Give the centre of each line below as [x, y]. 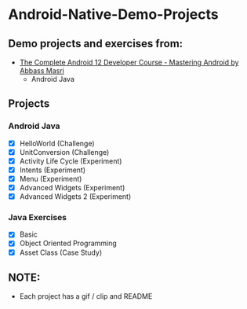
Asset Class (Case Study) [61, 252]
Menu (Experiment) [51, 178]
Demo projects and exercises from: [96, 44]
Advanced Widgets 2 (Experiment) [75, 197]
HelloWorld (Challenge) [57, 143]
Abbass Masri [42, 71]
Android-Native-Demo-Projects [113, 15]
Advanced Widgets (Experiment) [72, 188]
